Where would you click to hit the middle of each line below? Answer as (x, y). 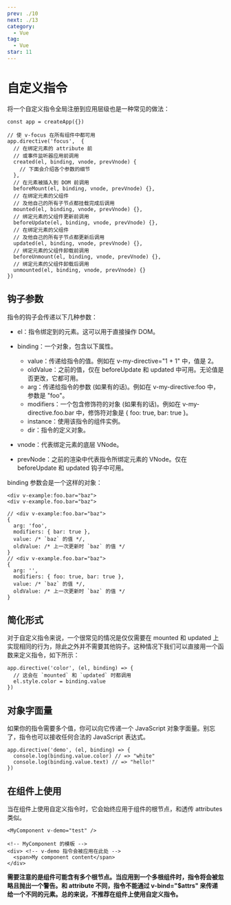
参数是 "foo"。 (48, 395)
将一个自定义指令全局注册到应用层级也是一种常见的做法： (88, 108)
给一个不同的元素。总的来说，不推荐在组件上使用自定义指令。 (95, 895)
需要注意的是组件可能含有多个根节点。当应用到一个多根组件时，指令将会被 (112, 877)
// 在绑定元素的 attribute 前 (53, 148)
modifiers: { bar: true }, (52, 532)
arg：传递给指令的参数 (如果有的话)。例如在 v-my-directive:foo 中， (123, 386)
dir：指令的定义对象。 (58, 430)
